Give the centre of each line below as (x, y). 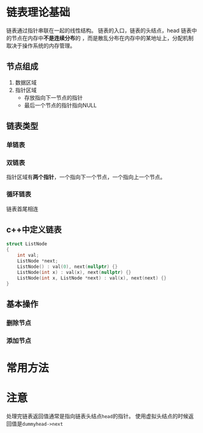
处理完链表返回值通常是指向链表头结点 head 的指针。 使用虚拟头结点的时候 (98, 416)
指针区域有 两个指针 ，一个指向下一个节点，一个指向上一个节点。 (86, 177)
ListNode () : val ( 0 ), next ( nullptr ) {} (68, 267)
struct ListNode (27, 244)
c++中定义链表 (34, 230)
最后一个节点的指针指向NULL (60, 105)
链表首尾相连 (22, 209)
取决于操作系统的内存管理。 (41, 46)
